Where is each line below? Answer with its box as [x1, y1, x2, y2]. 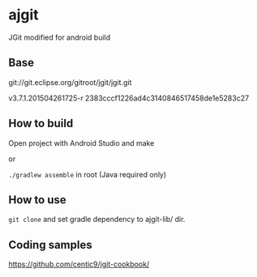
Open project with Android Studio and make [8, 138, 155, 147]
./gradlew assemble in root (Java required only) [8, 169, 167, 179]
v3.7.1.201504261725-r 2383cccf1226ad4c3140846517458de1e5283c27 [8, 93, 250, 103]
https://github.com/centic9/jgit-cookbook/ [8, 259, 150, 269]
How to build [8, 117, 74, 130]
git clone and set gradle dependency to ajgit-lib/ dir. [8, 215, 186, 224]
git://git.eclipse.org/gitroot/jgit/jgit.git [8, 77, 132, 87]
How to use [8, 193, 66, 207]
